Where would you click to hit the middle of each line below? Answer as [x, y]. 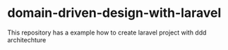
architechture [27, 39]
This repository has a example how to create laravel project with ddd [107, 32]
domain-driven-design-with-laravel [114, 13]
